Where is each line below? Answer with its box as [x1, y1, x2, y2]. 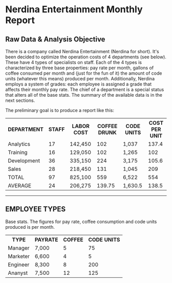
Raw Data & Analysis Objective [5, 35, 105, 43]
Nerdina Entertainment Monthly [5, 4, 143, 15]
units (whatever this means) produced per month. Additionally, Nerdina [5, 76, 155, 81]
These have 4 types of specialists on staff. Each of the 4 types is [5, 59, 142, 65]
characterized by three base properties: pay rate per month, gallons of [5, 65, 154, 71]
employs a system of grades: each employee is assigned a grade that [5, 81, 152, 87]
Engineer [8, 261, 30, 268]
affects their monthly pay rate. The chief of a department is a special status [5, 86, 164, 93]
